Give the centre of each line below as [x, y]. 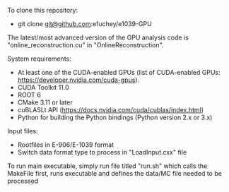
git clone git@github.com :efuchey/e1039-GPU [84, 24]
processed [23, 181]
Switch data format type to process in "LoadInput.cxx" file [102, 152]
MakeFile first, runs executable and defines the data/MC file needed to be [115, 173]
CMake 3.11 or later [45, 102]
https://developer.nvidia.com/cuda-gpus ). [78, 80]
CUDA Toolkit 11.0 [43, 87]
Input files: [23, 131]
